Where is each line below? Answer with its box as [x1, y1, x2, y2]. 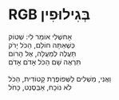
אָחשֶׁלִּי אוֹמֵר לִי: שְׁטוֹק [8, 32, 72, 41]
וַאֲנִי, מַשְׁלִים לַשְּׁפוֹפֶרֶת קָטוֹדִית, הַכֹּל [8, 74, 112, 83]
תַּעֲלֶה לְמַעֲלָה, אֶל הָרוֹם [8, 48, 77, 58]
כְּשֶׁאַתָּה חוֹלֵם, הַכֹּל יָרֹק [8, 40, 76, 49]
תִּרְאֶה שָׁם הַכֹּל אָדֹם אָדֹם [8, 57, 81, 67]
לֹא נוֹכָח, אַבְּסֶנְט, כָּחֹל [8, 82, 72, 92]
